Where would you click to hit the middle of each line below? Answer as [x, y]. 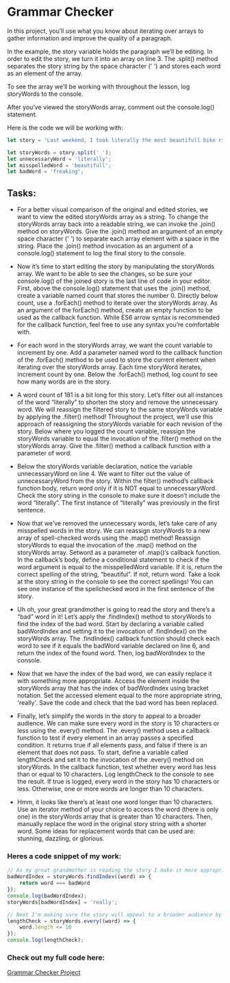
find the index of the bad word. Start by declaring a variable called [110, 624]
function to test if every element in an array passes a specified [105, 738]
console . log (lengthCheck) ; [46, 940]
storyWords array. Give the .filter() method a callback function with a [114, 446]
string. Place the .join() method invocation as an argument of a [105, 246]
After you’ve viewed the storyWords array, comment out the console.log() [111, 107]
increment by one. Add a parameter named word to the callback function [119, 353]
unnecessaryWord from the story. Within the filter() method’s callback [115, 481]
